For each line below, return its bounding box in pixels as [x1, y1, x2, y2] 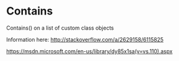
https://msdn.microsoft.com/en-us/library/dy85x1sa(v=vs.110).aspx [6, 47, 173, 55]
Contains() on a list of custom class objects [6, 24, 114, 31]
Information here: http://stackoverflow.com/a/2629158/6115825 [6, 36, 164, 43]
